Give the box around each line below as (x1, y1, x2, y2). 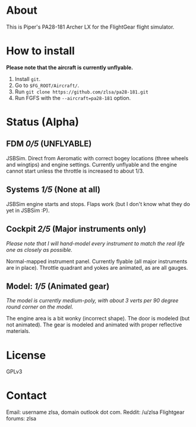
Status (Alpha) (6, 116, 79, 129)
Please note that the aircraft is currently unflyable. (6, 64, 134, 71)
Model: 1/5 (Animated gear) (6, 281, 110, 291)
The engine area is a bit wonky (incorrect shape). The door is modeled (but (6, 315, 190, 322)
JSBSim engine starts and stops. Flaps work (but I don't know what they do (6, 200, 190, 207)
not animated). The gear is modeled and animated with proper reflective (6, 321, 182, 328)
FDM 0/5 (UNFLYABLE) (6, 139, 92, 149)
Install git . (14, 75, 40, 82)
